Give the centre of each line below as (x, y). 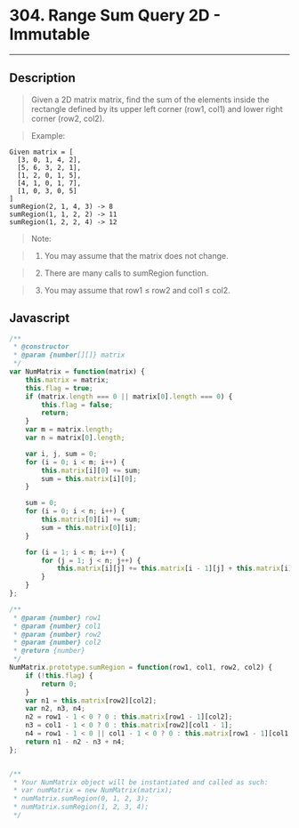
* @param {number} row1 (57, 618)
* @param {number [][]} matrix (69, 355)
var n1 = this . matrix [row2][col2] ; (91, 700)
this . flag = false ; (77, 405)
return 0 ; (59, 684)
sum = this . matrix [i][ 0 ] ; (89, 478)
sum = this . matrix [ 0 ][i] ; (89, 527)
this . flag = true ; (59, 388)
